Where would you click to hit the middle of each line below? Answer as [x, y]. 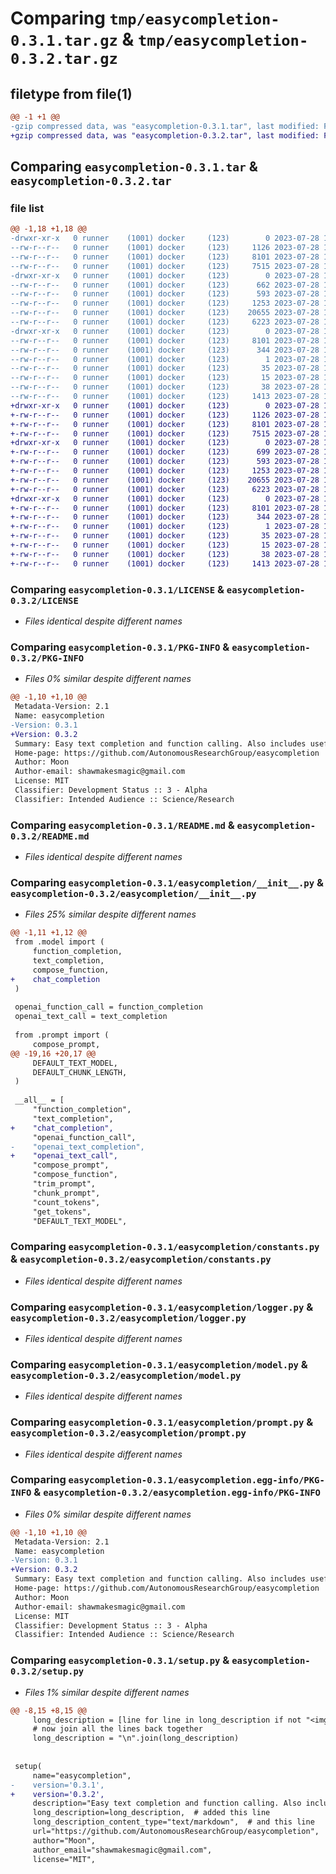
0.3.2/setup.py [47, 1671]
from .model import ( [59, 942]
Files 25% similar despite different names [110, 914]
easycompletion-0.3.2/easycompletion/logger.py [128, 1318]
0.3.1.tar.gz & [72, 39]
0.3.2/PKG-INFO [47, 658]
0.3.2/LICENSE [44, 600]
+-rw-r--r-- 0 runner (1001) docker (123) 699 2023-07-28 [165, 452]
